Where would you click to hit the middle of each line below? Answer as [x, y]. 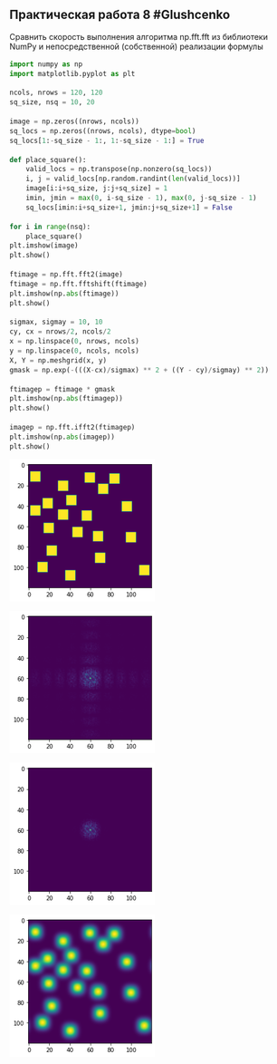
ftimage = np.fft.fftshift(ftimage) [78, 284]
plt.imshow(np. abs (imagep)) [62, 437]
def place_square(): [48, 160]
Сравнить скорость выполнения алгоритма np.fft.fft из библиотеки [139, 36]
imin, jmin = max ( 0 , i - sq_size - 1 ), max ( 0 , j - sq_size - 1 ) [141, 198]
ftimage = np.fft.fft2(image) [67, 275]
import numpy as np [46, 64]
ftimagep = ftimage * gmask [62, 389]
